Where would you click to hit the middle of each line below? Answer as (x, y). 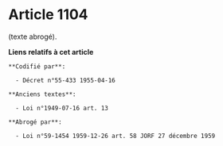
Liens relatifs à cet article (51, 52)
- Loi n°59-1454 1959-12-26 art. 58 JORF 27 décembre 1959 (115, 136)
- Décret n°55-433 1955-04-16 (65, 80)
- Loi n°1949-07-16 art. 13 (62, 108)
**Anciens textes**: (43, 94)
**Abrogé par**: (35, 122)
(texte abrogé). (33, 36)
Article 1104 (49, 15)
